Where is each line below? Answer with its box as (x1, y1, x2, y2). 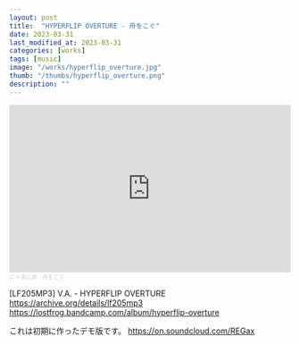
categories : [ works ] (9, 46, 87, 55)
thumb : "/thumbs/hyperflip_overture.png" (9, 72, 166, 80)
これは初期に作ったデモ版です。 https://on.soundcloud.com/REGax (9, 325, 255, 336)
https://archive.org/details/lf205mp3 (9, 297, 144, 308)
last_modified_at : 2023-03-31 (9, 38, 122, 47)
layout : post (9, 13, 58, 22)
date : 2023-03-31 (9, 29, 74, 38)
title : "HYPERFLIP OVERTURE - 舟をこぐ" (9, 21, 161, 30)
